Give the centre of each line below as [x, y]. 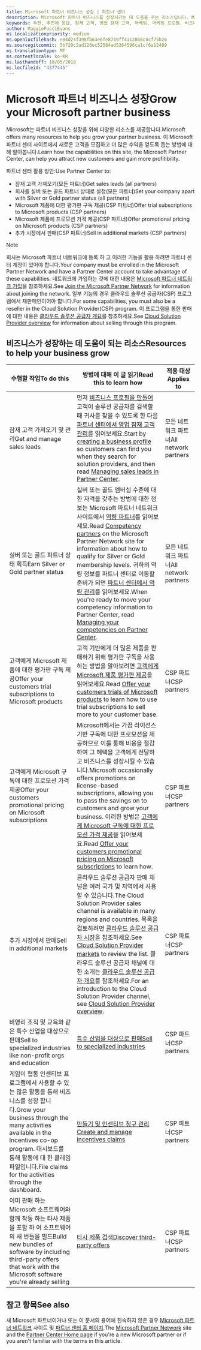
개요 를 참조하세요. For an [116, 981]
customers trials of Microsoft [117, 692]
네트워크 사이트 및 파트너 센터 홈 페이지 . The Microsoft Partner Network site [102, 1328]
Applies [178, 379]
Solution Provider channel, [114, 996]
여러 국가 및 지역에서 [117, 886]
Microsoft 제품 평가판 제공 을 [115, 675]
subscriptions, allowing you [115, 793]
